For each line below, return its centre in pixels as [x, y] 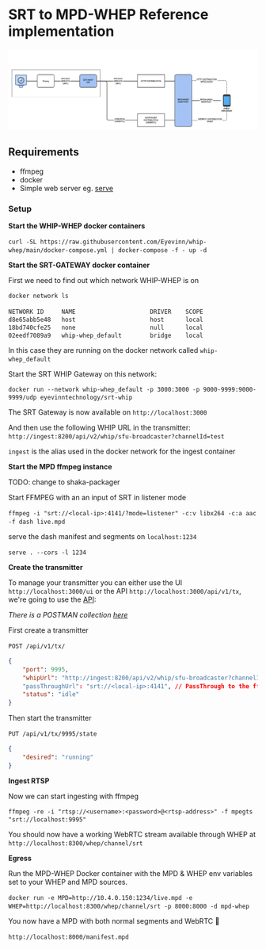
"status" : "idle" [51, 695]
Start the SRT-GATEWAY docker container [79, 265]
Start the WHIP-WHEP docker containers [77, 226]
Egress [20, 858]
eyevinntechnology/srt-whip [86, 397]
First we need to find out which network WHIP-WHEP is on [104, 280]
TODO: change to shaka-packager [64, 482]
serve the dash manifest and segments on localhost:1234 [103, 536]
